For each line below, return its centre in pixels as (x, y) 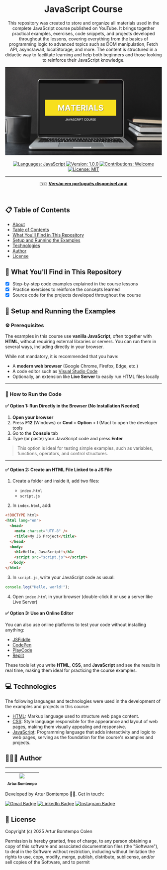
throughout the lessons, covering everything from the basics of (83, 39)
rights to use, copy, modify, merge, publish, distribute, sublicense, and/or (80, 857)
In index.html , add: (32, 505)
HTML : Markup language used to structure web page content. (76, 716)
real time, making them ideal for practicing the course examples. (71, 670)
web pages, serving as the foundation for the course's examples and (83, 737)
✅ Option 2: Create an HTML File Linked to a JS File (59, 470)
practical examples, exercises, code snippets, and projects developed (83, 33)
